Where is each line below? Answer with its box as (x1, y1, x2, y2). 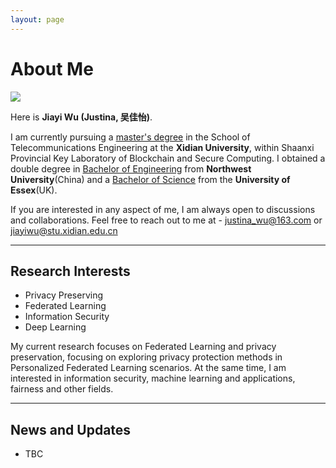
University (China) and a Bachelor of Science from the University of (10, 173, 291, 185)
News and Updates (10, 421, 132, 438)
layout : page (10, 14, 65, 25)
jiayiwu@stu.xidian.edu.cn (10, 224, 118, 236)
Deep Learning (24, 321, 87, 333)
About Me (10, 57, 94, 80)
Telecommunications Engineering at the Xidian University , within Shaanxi (10, 141, 315, 153)
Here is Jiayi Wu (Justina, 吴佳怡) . (10, 111, 153, 123)
